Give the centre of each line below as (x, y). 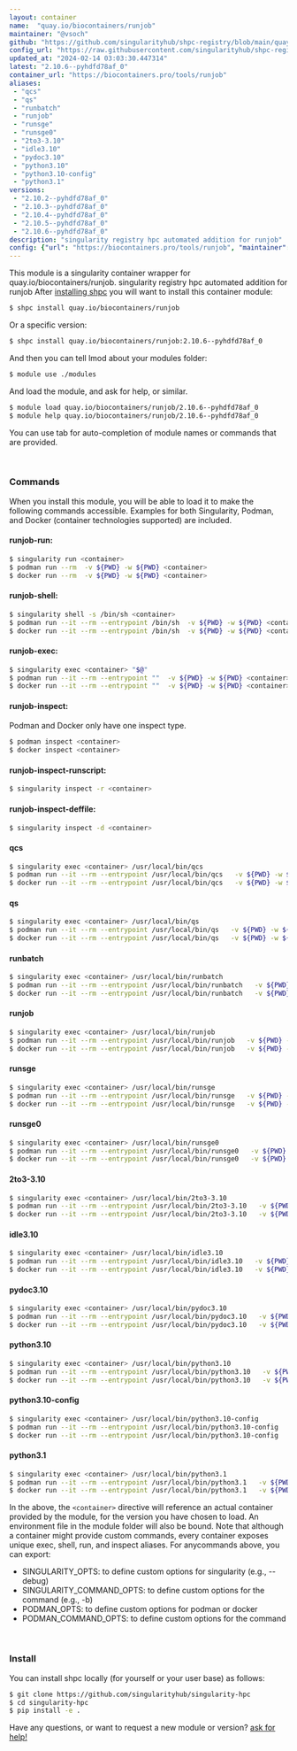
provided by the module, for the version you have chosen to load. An (134, 1517)
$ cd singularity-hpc (49, 1702)
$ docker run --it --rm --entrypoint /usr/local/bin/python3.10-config (144, 1435)
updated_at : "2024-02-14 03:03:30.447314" (88, 58)
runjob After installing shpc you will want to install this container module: (141, 292)
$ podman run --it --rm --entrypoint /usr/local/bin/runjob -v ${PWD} (146, 1040)
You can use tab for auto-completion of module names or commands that (143, 432)
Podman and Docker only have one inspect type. (98, 726)
